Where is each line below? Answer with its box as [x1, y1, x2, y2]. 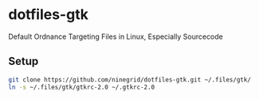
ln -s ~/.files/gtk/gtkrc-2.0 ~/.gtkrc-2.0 [8, 83, 155, 91]
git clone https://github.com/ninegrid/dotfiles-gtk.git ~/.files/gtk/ [8, 75, 251, 84]
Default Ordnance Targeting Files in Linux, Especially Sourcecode [8, 32, 223, 41]
